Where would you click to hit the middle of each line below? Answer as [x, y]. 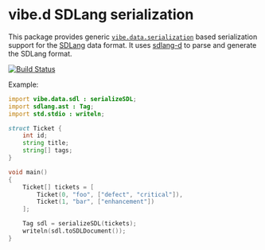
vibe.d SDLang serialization [101, 15]
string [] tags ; [48, 150]
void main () [28, 172]
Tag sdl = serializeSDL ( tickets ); [80, 224]
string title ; [46, 143]
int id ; [35, 136]
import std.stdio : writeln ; [57, 114]
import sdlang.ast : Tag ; [51, 106]
